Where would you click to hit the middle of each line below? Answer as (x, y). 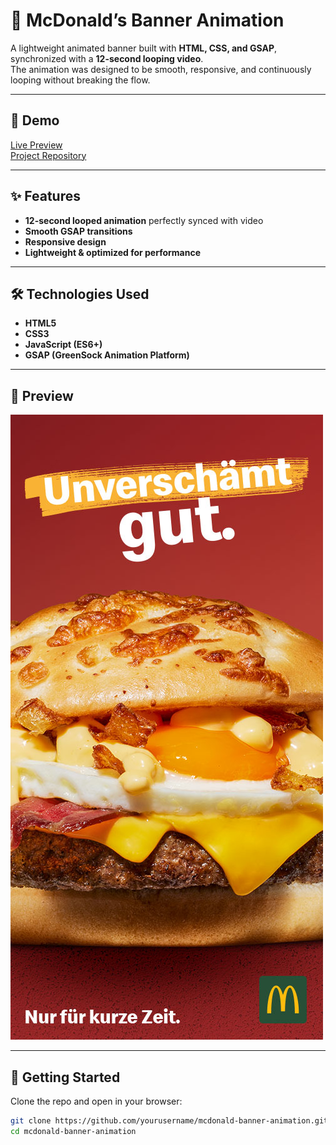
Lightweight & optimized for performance (113, 252)
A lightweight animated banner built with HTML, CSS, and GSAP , (144, 48)
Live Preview (36, 145)
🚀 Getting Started (65, 1077)
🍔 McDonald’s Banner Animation (147, 20)
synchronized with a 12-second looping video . (107, 58)
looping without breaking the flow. (80, 80)
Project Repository (48, 155)
